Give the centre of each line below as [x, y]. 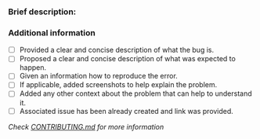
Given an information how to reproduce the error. [98, 76]
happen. [33, 68]
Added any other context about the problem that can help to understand [135, 93]
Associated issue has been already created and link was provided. [126, 111]
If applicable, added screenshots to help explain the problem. [118, 85]
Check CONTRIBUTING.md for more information [86, 126]
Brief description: [42, 12]
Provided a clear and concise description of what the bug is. [116, 50]
